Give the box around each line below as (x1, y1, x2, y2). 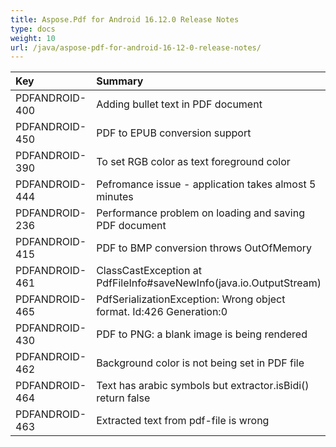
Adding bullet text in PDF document (96, 97, 263, 111)
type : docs (10, 24, 56, 34)
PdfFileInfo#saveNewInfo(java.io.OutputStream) (96, 276, 322, 290)
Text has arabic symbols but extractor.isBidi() (96, 379, 310, 393)
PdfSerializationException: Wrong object (96, 292, 286, 306)
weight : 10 (10, 33, 56, 43)
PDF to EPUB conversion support (96, 126, 252, 140)
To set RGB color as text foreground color (96, 155, 291, 169)
